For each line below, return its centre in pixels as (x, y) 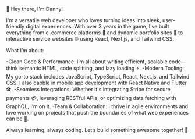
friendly (15, 26)
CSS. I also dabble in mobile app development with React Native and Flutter (97, 83)
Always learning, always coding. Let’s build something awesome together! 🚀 (97, 130)
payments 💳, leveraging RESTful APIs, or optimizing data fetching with (91, 98)
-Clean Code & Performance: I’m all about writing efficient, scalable (87, 62)
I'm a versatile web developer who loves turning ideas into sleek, (84, 20)
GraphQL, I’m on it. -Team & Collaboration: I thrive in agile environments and (97, 106)
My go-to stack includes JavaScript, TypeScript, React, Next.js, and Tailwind (98, 76)
